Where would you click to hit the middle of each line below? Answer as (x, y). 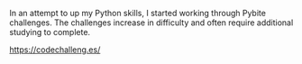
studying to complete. (50, 32)
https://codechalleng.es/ (55, 50)
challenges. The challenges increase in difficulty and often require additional (151, 23)
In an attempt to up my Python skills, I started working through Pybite (137, 13)
